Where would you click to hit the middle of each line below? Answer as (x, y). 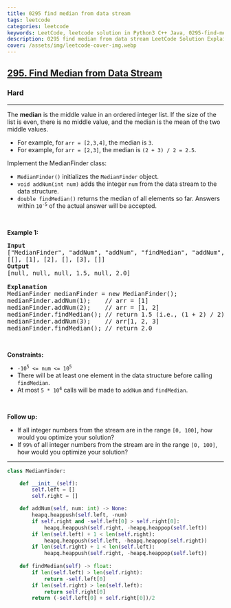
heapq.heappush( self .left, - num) (80, 515)
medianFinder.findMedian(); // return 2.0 (80, 328)
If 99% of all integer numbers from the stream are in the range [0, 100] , (117, 444)
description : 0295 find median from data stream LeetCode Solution (106, 39)
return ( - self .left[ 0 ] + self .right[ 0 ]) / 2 (93, 598)
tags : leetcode (29, 20)
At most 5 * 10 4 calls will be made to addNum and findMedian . (102, 390)
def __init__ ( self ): (49, 483)
